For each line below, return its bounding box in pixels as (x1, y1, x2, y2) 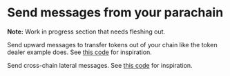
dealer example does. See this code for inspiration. (7, 48, 152, 56)
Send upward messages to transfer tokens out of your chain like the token (7, 40, 218, 49)
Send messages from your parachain (7, 5, 224, 21)
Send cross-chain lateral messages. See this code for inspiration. (7, 61, 193, 69)
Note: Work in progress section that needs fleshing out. (7, 27, 166, 36)
